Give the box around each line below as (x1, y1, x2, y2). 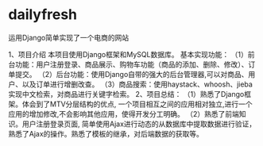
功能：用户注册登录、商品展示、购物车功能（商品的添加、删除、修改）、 (14, 60, 249, 69)
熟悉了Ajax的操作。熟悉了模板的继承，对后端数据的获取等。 (8, 129, 204, 138)
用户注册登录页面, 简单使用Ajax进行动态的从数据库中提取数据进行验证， (21, 119, 257, 129)
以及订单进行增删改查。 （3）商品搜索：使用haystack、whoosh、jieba (21, 79, 253, 89)
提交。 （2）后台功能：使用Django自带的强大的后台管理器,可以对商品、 (14, 69, 249, 79)
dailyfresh (8, 6, 78, 24)
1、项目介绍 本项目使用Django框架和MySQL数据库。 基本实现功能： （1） (8, 49, 248, 59)
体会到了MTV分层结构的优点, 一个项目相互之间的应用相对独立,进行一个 (21, 99, 253, 109)
